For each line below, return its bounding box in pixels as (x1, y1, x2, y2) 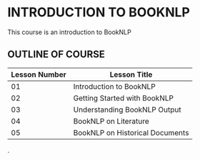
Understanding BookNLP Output (73, 105, 181, 114)
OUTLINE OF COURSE (7, 48, 105, 60)
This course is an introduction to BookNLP (7, 28, 132, 36)
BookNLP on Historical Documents (73, 127, 189, 137)
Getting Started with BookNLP (73, 93, 174, 103)
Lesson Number (11, 69, 66, 79)
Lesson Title (109, 69, 153, 79)
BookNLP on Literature (73, 116, 149, 126)
